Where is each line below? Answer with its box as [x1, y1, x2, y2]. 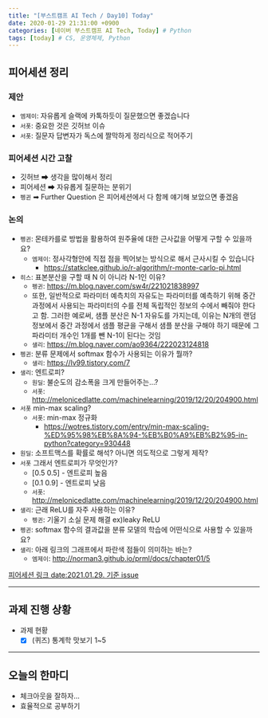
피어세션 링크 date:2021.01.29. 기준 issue [8, 570, 140, 579]
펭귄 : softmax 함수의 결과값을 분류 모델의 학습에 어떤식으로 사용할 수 [19, 524, 232, 534]
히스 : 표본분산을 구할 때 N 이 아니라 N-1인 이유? [19, 272, 166, 281]
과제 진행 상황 [8, 602, 72, 616]
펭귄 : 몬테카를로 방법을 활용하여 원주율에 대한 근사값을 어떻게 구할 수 [19, 233, 231, 243]
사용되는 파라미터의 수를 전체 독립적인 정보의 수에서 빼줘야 [59, 300, 241, 310]
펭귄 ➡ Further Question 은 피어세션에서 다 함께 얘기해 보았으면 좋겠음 [19, 192, 239, 202]
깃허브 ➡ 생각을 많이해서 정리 [19, 172, 113, 182]
